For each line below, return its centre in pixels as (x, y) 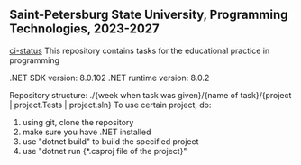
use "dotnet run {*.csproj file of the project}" (105, 151)
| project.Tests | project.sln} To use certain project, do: (110, 105)
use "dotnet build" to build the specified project (110, 141)
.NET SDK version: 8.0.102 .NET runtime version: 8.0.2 (109, 78)
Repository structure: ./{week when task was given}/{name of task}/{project (150, 95)
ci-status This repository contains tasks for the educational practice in (140, 50)
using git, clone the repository (78, 122)
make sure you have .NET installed (87, 132)
